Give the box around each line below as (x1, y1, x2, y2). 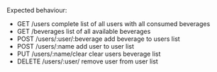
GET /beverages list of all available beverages (16, 28, 151, 35)
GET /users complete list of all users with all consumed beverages (16, 20, 211, 28)
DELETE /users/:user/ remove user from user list (16, 57, 159, 66)
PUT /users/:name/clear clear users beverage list (16, 49, 161, 58)
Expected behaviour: (6, 6, 67, 14)
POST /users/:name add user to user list (16, 42, 134, 50)
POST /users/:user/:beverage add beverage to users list (16, 35, 180, 43)
